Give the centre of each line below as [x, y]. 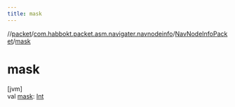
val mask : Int [26, 96]
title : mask [25, 14]
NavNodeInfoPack [201, 34]
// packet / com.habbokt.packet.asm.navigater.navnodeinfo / [91, 34]
